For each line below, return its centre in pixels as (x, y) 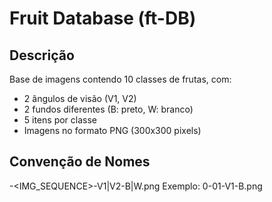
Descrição (42, 55)
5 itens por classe (60, 120)
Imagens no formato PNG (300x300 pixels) (112, 130)
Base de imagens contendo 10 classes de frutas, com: (120, 79)
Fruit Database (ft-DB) (103, 18)
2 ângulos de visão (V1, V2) (80, 98)
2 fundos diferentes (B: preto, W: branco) (108, 109)
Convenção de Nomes (80, 162)
